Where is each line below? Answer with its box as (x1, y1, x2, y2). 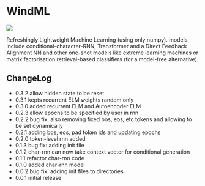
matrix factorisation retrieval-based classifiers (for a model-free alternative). (6, 55, 199, 62)
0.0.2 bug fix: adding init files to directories (15, 167, 124, 175)
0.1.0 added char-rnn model (15, 161, 85, 168)
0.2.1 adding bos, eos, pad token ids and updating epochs (15, 128, 161, 136)
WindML (6, 4, 50, 18)
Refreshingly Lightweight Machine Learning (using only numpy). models (6, 35, 188, 43)
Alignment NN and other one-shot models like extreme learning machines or (6, 49, 199, 56)
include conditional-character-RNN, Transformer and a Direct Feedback (6, 42, 187, 50)
